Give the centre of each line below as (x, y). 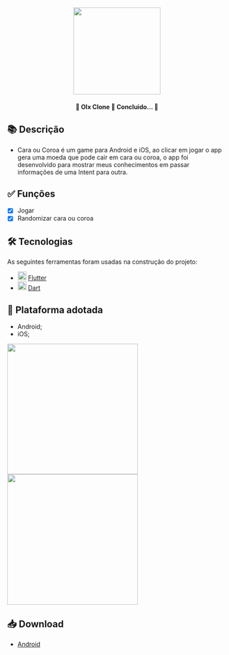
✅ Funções (31, 194)
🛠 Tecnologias (40, 241)
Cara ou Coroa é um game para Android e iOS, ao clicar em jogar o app (119, 150)
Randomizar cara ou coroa (55, 219)
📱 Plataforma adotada (55, 310)
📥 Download (35, 624)
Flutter (37, 278)
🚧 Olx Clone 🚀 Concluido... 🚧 (117, 106)
